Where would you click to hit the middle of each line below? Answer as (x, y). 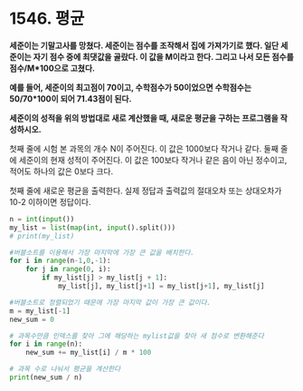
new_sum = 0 (32, 319)
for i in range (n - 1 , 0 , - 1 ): (60, 261)
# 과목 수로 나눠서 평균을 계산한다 (65, 369)
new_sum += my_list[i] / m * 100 (89, 353)
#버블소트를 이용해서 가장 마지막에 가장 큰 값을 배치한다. (102, 252)
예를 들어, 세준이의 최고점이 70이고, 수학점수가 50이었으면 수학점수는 (130, 87)
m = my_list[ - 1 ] (40, 311)
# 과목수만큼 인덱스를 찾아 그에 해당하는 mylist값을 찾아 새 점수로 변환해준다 (137, 336)
